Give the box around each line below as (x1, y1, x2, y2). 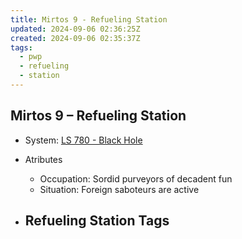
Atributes (24, 153, 63, 165)
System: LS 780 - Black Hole (24, 134, 143, 146)
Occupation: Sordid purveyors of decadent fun (39, 172, 233, 185)
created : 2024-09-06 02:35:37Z (10, 33, 141, 43)
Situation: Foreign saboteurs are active (39, 183, 200, 195)
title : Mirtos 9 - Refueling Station (10, 14, 168, 25)
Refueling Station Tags (24, 212, 170, 230)
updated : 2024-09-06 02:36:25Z (10, 24, 141, 34)
